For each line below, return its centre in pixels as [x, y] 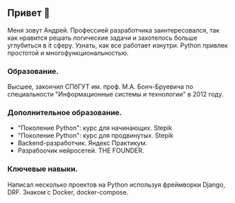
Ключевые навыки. [42, 169]
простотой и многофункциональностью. [68, 53]
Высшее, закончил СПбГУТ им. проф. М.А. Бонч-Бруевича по [100, 87]
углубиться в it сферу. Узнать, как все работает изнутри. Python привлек [118, 45]
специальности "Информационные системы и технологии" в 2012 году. [116, 94]
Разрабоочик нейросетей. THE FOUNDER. [81, 150]
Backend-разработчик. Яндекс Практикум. [82, 143]
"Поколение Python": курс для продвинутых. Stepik [95, 136]
